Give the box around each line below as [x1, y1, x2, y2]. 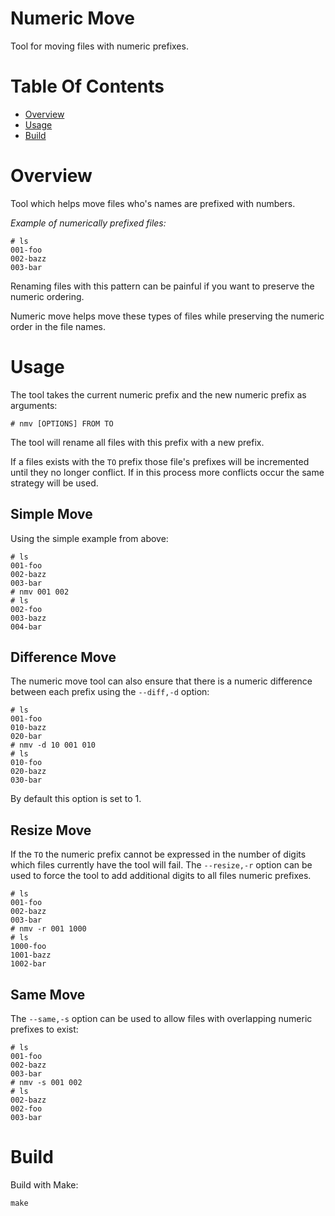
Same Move [10, 986, 86, 1003]
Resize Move [10, 822, 92, 839]
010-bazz [10, 723, 47, 733]
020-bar [10, 732, 43, 742]
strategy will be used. [10, 477, 99, 489]
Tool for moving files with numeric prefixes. [10, 40, 189, 52]
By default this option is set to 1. [10, 793, 142, 805]
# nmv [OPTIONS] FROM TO [10, 418, 114, 429]
